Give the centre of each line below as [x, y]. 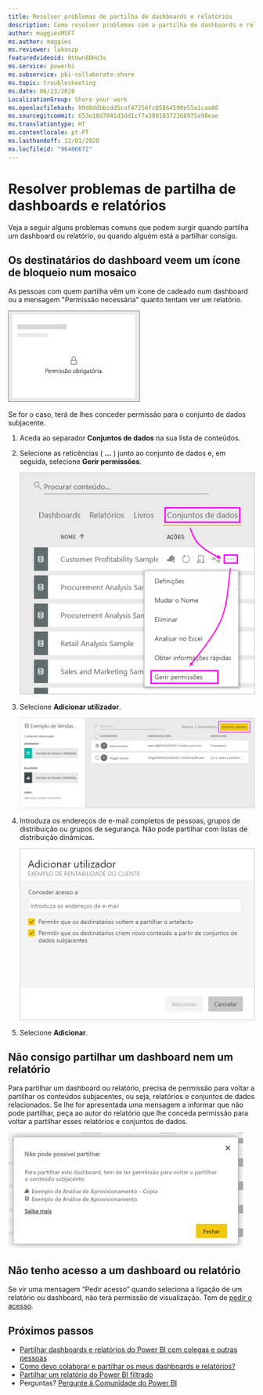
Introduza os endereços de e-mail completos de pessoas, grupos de [130, 821]
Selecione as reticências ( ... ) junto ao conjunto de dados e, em [122, 453]
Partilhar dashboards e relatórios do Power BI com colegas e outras [128, 1349]
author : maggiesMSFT [42, 33]
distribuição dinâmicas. [57, 838]
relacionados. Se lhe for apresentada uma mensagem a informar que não [126, 1105]
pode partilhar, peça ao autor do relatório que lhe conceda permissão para [128, 1113]
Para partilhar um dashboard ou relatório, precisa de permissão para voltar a [131, 1088]
